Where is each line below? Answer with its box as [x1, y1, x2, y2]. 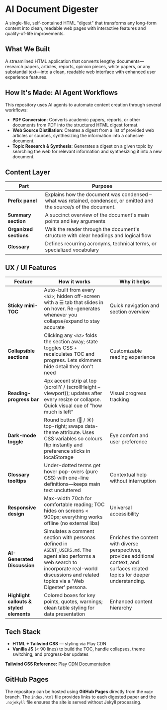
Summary [7, 211, 31, 218]
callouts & [7, 598, 32, 605]
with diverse [109, 540, 139, 547]
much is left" [44, 408, 74, 415]
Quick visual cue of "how [44, 402, 102, 409]
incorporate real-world [44, 565, 98, 572]
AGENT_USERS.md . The [44, 546, 92, 553]
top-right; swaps [44, 423, 83, 430]
